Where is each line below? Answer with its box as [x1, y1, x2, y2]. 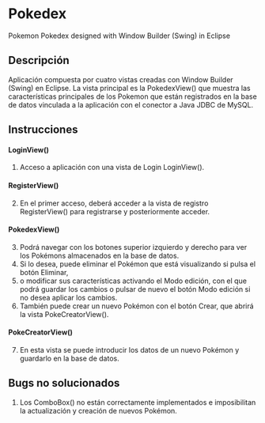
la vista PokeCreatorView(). [19, 309, 109, 319]
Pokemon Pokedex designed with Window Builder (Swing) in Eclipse [8, 31, 231, 40]
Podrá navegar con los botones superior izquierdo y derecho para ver [19, 242, 248, 251]
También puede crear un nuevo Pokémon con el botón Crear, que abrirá [19, 301, 255, 311]
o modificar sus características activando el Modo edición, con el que [19, 276, 248, 285]
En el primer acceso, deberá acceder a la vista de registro [19, 198, 209, 208]
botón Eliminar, [19, 267, 69, 277]
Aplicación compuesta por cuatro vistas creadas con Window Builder [8, 74, 233, 84]
